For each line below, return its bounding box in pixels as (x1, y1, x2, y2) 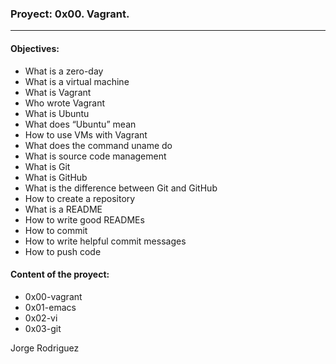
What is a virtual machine (24, 75, 130, 87)
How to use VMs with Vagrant (24, 128, 148, 141)
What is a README (24, 203, 103, 215)
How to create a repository (24, 192, 136, 204)
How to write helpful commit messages (24, 235, 187, 247)
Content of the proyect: (10, 268, 110, 281)
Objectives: (10, 42, 60, 54)
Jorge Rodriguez (10, 342, 80, 354)
